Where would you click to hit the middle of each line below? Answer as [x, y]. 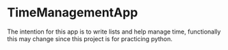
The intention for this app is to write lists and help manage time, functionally [114, 32]
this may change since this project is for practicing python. [90, 38]
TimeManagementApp [73, 13]
